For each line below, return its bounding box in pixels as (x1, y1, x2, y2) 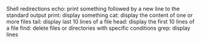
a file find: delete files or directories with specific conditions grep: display (6, 24, 191, 31)
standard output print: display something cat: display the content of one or (6, 12, 193, 19)
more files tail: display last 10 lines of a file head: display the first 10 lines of (6, 18, 195, 25)
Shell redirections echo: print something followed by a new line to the (6, 5, 180, 12)
